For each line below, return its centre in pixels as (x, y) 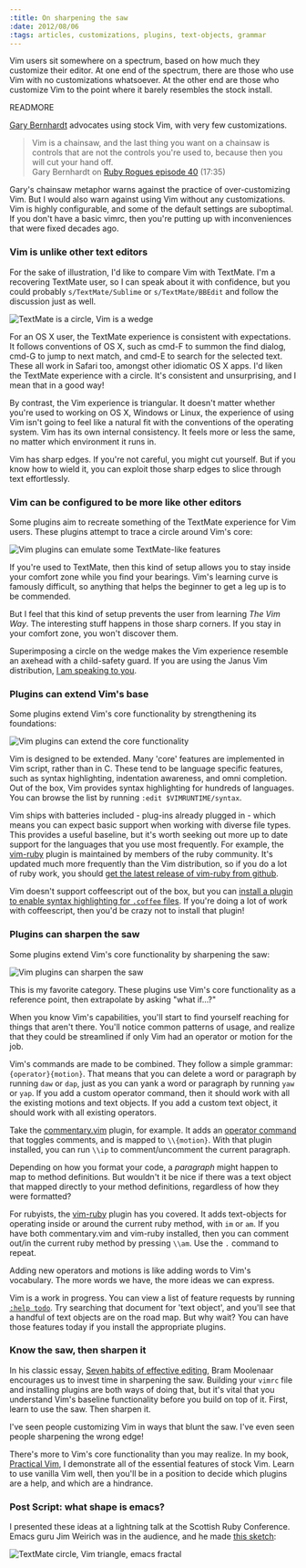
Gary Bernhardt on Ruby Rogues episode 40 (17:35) (128, 172)
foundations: (33, 724)
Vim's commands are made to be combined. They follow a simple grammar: (151, 1063)
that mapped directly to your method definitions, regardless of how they (144, 1186)
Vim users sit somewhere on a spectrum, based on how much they (135, 61)
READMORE (32, 108)
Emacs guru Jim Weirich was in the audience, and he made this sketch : (143, 1537)
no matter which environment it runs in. (83, 441)
